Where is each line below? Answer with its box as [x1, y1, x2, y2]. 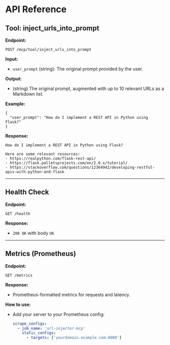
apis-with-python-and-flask [5, 169, 65, 174]
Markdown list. [12, 91, 44, 97]
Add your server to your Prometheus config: [12, 311, 105, 317]
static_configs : [22, 330, 56, 336]
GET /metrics [5, 273, 33, 278]
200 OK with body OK [12, 230, 55, 236]
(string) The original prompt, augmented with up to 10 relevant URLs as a [12, 85, 164, 91]
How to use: [5, 301, 31, 307]
